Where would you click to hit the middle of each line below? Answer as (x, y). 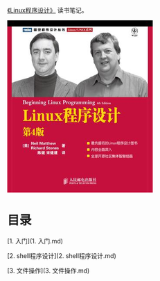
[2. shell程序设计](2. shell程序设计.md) (62, 255)
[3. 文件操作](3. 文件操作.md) (48, 271)
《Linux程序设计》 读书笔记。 (47, 10)
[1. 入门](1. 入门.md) (35, 241)
